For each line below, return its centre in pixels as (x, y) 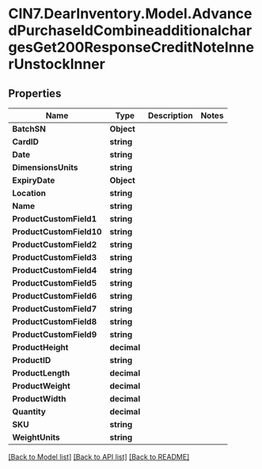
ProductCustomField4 (55, 270)
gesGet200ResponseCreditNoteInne (131, 47)
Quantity (29, 412)
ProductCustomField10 (57, 232)
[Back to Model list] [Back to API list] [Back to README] (99, 457)
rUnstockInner (57, 64)
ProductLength (41, 373)
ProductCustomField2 (55, 244)
